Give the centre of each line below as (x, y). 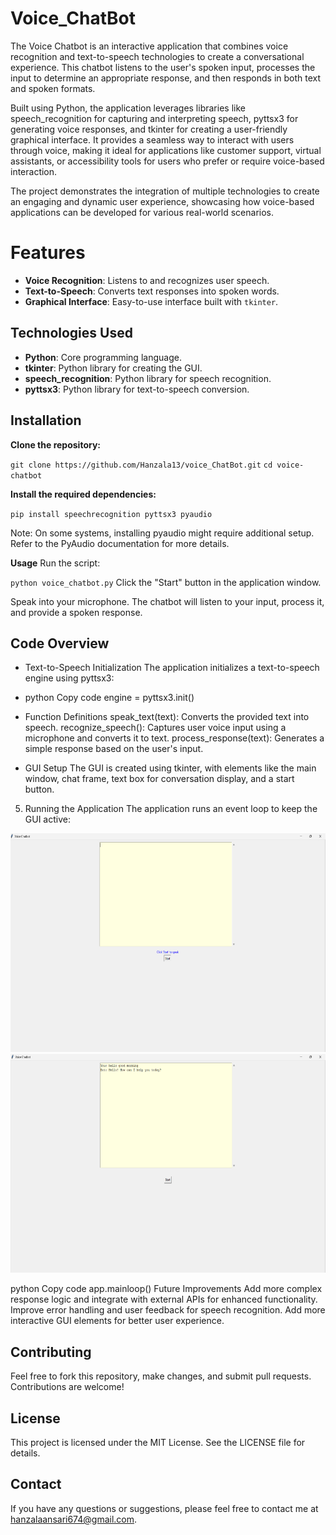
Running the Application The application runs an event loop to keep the (171, 809)
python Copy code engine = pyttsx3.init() (109, 698)
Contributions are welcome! (67, 1387)
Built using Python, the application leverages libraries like (128, 108)
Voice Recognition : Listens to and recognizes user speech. (147, 280)
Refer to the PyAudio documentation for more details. (120, 543)
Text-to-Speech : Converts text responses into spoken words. (152, 291)
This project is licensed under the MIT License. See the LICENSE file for (158, 1442)
